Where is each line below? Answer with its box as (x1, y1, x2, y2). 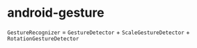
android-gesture (7, 5, 104, 21)
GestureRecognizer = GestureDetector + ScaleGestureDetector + (7, 28, 190, 36)
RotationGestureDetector (7, 35, 79, 42)
